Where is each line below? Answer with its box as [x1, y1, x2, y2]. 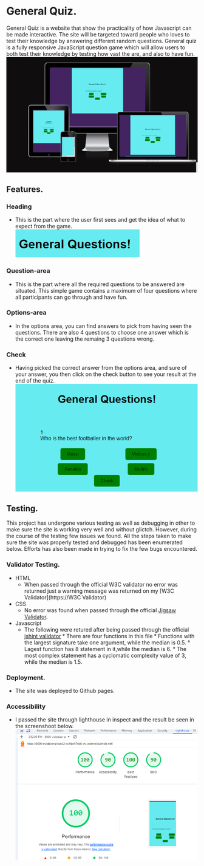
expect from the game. [15, 223, 73, 230]
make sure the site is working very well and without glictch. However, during [6, 526, 197, 533]
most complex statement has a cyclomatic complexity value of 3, [24, 652, 186, 659]
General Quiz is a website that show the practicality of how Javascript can [6, 24, 192, 32]
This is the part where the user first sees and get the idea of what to [15, 216, 186, 223]
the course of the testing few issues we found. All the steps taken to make [6, 533, 192, 540]
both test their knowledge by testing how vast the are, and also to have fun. [6, 50, 195, 57]
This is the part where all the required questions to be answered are [15, 281, 185, 288]
